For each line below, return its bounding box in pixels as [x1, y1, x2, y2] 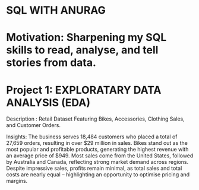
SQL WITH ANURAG [6, 4, 106, 17]
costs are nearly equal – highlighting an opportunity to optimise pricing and [6, 171, 190, 178]
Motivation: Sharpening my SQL [6, 31, 167, 45]
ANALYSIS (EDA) [6, 96, 91, 109]
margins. [6, 178, 28, 185]
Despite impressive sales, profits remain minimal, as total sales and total [6, 164, 182, 172]
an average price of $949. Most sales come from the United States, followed [6, 152, 194, 159]
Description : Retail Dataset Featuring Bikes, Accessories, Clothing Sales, [6, 115, 185, 122]
